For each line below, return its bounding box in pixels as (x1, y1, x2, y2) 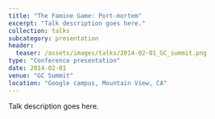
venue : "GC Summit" (8, 72, 74, 80)
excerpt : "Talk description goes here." (8, 19, 147, 27)
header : (8, 42, 35, 50)
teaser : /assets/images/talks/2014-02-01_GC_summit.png (15, 49, 207, 57)
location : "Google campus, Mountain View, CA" (8, 79, 167, 87)
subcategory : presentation (8, 34, 99, 43)
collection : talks (8, 27, 70, 35)
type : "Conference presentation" (8, 57, 121, 65)
